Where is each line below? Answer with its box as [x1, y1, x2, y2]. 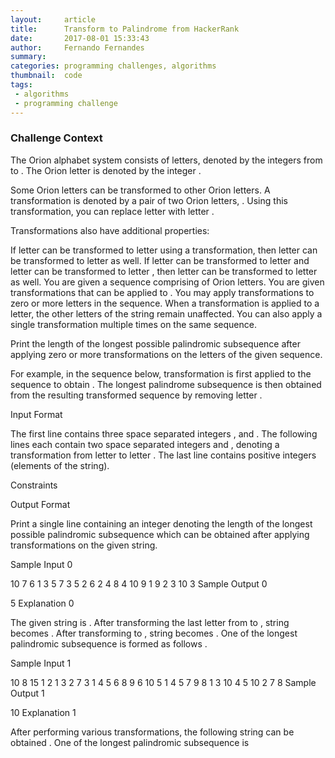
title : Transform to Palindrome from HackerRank [10, 24, 240, 34]
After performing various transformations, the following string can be [10, 726, 295, 738]
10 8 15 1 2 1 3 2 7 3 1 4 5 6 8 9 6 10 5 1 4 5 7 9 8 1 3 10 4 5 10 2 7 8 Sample [10, 676, 317, 688]
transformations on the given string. [10, 539, 158, 551]
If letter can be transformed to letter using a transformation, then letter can [10, 244, 318, 256]
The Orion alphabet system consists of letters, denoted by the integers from [10, 154, 323, 166]
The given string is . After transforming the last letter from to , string [10, 616, 290, 628]
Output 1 [10, 687, 45, 699]
